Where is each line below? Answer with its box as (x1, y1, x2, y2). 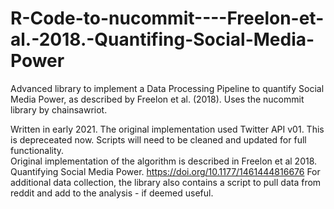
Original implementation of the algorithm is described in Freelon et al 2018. (10, 155, 318, 167)
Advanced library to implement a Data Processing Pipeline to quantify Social (10, 82, 325, 94)
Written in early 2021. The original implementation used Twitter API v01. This (10, 123, 325, 135)
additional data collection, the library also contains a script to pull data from (10, 176, 322, 188)
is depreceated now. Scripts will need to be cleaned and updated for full (10, 133, 307, 146)
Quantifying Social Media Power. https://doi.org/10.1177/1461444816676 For (10, 165, 321, 177)
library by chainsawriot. (10, 103, 108, 116)
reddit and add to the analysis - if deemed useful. (10, 187, 214, 199)
